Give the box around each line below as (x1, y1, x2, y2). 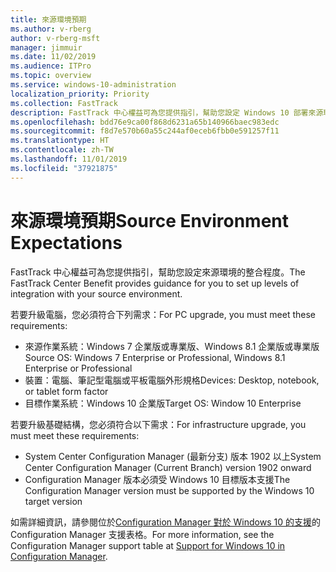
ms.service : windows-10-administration (10, 80, 177, 90)
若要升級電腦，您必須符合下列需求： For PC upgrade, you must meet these (10, 308, 317, 320)
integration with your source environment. (10, 287, 183, 300)
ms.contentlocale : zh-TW (10, 145, 114, 155)
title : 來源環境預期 (10, 14, 87, 25)
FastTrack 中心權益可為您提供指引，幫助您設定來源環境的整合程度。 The (10, 266, 306, 278)
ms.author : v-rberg (10, 24, 92, 34)
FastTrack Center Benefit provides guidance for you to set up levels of (10, 277, 300, 289)
